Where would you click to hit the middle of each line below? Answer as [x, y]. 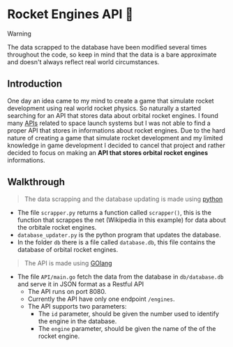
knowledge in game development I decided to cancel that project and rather [116, 145]
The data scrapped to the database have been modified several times [107, 47]
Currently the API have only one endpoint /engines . [101, 299]
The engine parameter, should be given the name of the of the [127, 328]
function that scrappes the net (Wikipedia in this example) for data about [122, 220]
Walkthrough [36, 182]
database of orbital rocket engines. [68, 249]
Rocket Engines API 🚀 [70, 14]
